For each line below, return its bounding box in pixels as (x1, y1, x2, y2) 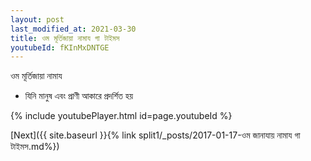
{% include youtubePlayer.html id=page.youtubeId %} (10, 110, 233, 122)
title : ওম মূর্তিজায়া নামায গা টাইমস (10, 33, 120, 43)
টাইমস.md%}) (10, 141, 60, 153)
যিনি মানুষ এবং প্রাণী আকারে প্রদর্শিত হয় (24, 90, 134, 102)
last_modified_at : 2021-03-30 (10, 24, 137, 34)
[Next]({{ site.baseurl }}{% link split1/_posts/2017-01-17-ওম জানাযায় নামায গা (10, 129, 301, 141)
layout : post (10, 14, 65, 25)
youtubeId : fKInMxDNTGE (10, 42, 110, 53)
